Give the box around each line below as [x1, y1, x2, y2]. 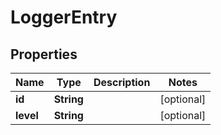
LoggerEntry [10, 6, 118, 29]
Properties [10, 46, 78, 63]
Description [93, 76, 151, 89]
